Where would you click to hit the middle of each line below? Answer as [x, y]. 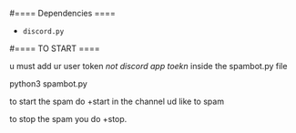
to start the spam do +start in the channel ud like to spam [117, 101]
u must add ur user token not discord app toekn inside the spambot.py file [148, 66]
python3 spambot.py [49, 84]
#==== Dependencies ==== [63, 13]
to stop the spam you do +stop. [68, 119]
